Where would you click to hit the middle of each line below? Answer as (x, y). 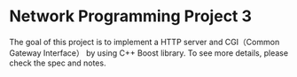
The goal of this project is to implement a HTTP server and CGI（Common (145, 42)
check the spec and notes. (58, 63)
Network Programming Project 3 (131, 16)
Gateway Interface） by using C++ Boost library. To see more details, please (149, 53)
